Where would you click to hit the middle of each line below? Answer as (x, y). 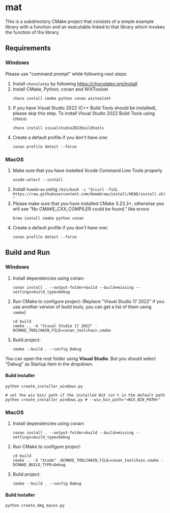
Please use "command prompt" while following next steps (66, 74)
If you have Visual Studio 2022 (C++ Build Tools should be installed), (85, 108)
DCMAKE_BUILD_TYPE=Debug (39, 465)
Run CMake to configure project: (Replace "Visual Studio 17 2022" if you (88, 301)
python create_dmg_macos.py (35, 506)
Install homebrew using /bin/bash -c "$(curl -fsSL (65, 189)
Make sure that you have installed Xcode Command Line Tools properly (88, 170)
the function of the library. (33, 32)
